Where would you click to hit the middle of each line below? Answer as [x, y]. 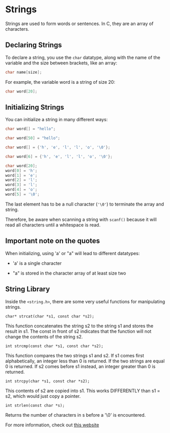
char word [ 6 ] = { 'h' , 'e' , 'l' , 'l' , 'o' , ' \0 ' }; [59, 156]
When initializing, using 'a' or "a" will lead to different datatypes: [73, 253]
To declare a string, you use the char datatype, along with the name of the [83, 57]
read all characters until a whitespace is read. [53, 225]
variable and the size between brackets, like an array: [61, 63]
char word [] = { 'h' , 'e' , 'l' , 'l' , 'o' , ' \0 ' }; [58, 147]
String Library [27, 289]
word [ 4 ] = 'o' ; [21, 190]
